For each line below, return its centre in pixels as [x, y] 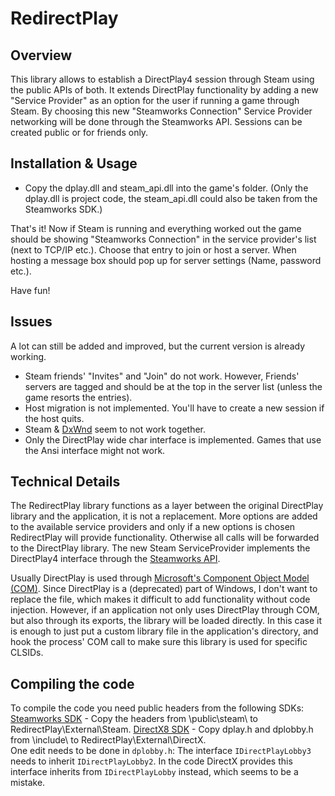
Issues [31, 322]
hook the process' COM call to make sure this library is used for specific [159, 642]
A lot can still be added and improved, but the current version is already [158, 346]
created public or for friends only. [79, 132]
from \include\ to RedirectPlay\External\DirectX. [108, 740]
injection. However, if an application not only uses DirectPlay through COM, [165, 610]
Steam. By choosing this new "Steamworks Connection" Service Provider [161, 111]
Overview [41, 55]
